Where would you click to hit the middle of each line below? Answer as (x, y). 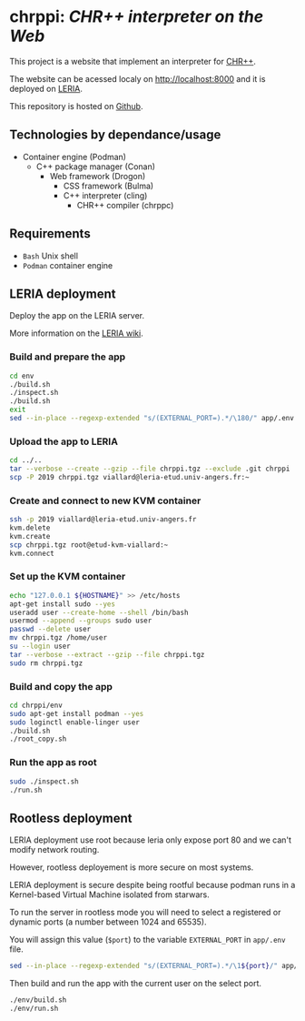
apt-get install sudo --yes (63, 604)
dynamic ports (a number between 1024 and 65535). (108, 922)
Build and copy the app (61, 686)
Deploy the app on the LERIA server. (77, 316)
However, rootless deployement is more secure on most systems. (132, 867)
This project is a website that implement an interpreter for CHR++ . (133, 61)
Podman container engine (68, 265)
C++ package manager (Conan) (96, 167)
